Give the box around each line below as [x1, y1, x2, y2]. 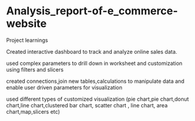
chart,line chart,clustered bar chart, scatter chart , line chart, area [6, 101, 168, 108]
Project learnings [6, 36, 48, 44]
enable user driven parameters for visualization [6, 83, 123, 91]
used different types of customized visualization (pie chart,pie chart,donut [6, 95, 190, 103]
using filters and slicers [6, 66, 64, 73]
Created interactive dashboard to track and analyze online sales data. [6, 48, 178, 55]
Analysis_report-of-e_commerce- [6, 4, 178, 18]
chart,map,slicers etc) [6, 108, 60, 115]
